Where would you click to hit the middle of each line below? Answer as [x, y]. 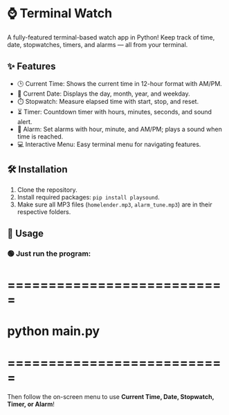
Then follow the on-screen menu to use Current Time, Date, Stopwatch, [111, 397]
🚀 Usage [25, 233]
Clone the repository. [47, 189]
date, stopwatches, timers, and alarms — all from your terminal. [98, 44]
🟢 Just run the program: [49, 254]
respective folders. [44, 211]
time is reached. [40, 136]
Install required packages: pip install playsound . [89, 197]
